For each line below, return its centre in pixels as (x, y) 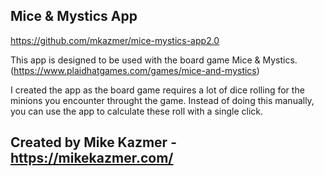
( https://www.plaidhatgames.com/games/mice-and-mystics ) (135, 70)
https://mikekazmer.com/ (92, 158)
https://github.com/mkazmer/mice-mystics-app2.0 (115, 40)
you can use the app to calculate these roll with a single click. (137, 111)
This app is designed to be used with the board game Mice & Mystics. (154, 60)
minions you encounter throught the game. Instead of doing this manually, (162, 100)
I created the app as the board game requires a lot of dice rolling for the (157, 90)
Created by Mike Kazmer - (93, 142)
